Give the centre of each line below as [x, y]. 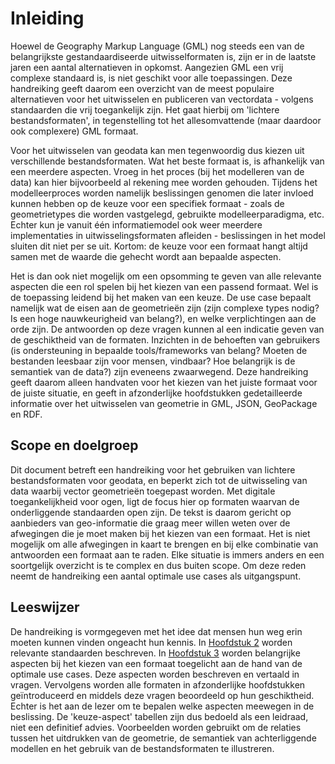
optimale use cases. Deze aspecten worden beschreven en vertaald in [155, 674]
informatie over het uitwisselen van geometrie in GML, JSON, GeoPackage [164, 403]
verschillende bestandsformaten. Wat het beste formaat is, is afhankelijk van [167, 161]
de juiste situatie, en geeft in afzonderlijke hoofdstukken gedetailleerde [156, 393]
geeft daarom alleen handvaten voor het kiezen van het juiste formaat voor [164, 382]
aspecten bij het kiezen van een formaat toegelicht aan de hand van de [156, 663]
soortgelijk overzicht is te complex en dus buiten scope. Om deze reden [158, 565]
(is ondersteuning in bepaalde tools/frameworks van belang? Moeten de [159, 350]
